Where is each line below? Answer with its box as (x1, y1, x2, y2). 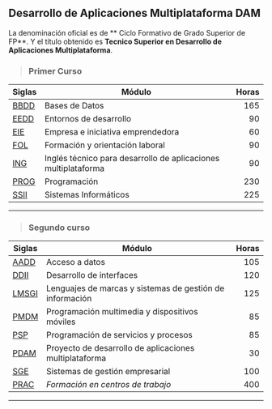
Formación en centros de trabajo (45, 379, 172, 390)
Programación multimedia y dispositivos (45, 306, 198, 317)
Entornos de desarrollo (44, 113, 132, 125)
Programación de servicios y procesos (45, 330, 193, 341)
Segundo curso (28, 222, 91, 233)
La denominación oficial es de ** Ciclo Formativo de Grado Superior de (8, 28, 245, 37)
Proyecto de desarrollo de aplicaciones (45, 343, 195, 354)
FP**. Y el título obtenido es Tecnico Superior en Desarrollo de (8, 36, 223, 46)
